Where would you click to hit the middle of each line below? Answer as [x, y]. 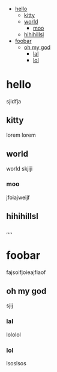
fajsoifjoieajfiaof [26, 272]
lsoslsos [16, 364]
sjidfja [14, 101]
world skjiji [19, 168]
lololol [13, 334]
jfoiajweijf [18, 197]
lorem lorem [21, 135]
